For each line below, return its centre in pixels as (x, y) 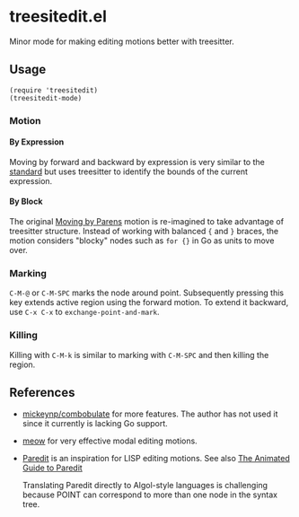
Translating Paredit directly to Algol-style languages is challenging (145, 486)
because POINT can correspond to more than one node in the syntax (150, 495)
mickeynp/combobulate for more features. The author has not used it (150, 414)
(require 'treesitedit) (54, 90)
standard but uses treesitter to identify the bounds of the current (129, 171)
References (42, 393)
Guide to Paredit (52, 468)
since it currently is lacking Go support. (95, 424)
